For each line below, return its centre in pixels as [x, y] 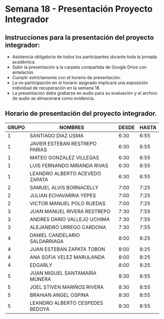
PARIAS [38, 149]
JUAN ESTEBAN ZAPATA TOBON [67, 249]
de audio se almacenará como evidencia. [53, 98]
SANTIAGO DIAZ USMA [57, 135]
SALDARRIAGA [47, 241]
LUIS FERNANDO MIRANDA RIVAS [69, 166]
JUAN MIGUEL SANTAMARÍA [63, 273]
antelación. [23, 72]
